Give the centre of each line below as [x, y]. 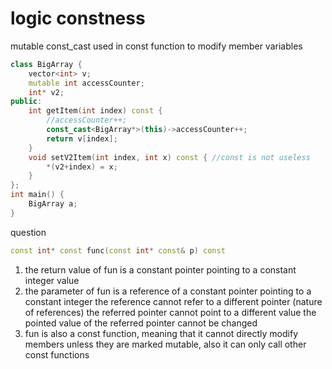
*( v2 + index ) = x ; [82, 167]
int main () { [37, 195]
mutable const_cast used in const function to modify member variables [156, 46]
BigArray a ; [53, 204]
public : [26, 102]
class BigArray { [46, 64]
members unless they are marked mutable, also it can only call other [165, 344]
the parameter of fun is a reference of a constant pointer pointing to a [168, 291]
